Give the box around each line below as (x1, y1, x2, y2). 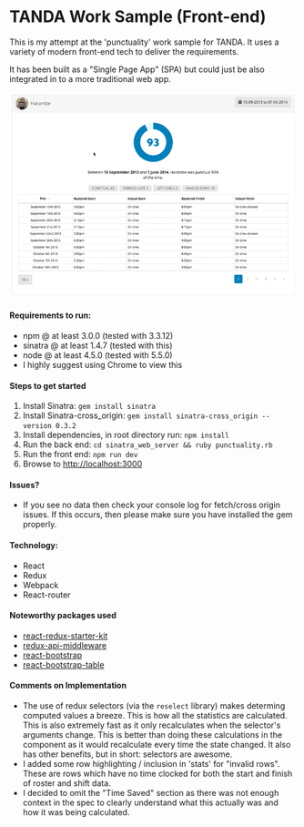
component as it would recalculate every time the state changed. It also (22, 740, 291, 750)
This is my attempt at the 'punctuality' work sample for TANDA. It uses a (9, 36, 279, 47)
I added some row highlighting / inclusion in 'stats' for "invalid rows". (22, 759, 280, 770)
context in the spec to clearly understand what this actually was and (22, 797, 279, 808)
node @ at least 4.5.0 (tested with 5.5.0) (22, 350, 173, 361)
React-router (22, 589, 71, 600)
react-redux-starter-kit (22, 630, 108, 641)
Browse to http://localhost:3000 (22, 458, 143, 470)
